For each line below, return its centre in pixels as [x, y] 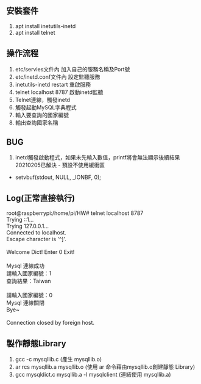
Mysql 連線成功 [25, 266]
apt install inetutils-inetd [45, 26]
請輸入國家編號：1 [29, 274]
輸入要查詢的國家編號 [42, 115]
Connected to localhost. [37, 233]
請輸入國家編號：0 [30, 295]
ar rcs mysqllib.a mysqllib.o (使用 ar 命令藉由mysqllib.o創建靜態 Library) [105, 367]
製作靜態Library [36, 343]
